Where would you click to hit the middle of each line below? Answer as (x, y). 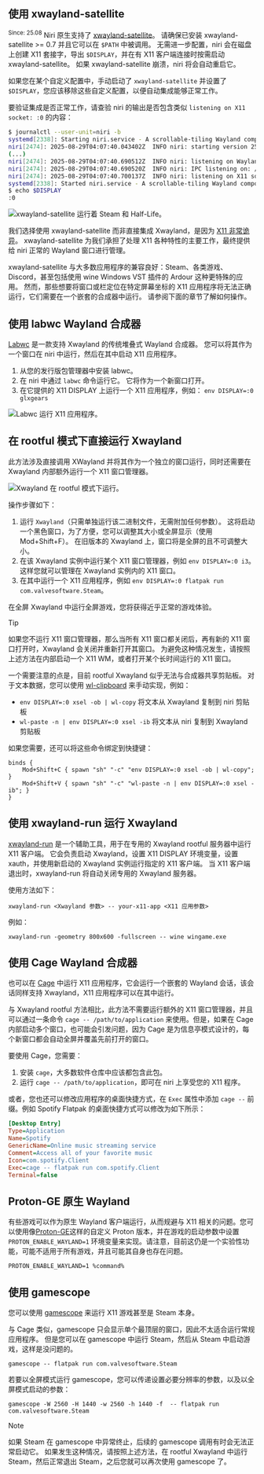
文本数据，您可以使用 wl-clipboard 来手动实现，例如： (103, 685)
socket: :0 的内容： (40, 117)
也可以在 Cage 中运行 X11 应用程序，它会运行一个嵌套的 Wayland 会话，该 (128, 983)
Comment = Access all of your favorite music (81, 1153)
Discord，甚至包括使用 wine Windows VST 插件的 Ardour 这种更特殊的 (122, 277)
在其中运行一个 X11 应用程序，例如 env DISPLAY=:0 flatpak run (121, 580)
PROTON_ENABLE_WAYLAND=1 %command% (66, 1266)
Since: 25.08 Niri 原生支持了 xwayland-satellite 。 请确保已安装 (105, 34)
